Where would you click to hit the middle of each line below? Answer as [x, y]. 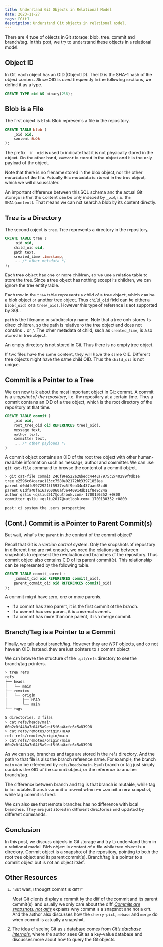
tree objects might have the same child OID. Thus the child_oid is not [74, 359]
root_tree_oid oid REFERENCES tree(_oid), [57, 425]
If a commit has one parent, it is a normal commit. [62, 612]
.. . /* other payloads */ [40, 444]
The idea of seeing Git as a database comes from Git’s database [76, 929]
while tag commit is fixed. [31, 795]
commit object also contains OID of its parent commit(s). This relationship [78, 560]
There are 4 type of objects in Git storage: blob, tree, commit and [70, 37]
